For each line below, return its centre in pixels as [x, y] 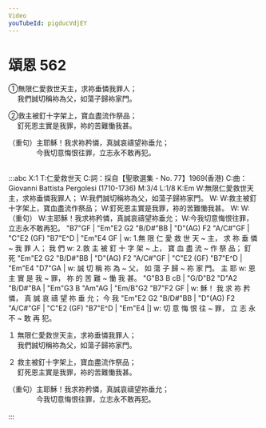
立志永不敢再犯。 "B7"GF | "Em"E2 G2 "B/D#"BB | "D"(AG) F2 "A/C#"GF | [129, 228]
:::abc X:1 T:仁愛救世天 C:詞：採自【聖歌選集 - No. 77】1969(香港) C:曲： [128, 178]
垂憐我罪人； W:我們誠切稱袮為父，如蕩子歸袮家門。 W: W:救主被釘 [146, 198]
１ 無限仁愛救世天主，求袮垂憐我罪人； [72, 335]
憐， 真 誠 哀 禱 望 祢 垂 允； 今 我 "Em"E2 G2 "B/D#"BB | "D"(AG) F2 [122, 298]
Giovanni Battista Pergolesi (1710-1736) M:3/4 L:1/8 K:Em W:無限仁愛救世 [128, 188]
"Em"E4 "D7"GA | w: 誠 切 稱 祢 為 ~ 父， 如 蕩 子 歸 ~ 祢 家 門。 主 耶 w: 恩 [132, 268]
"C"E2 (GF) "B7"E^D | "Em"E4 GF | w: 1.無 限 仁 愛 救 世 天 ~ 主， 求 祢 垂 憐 [133, 238]
